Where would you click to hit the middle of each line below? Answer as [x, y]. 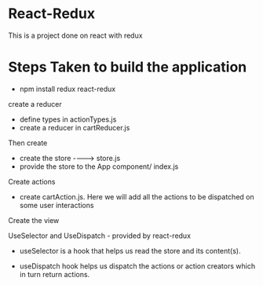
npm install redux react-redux [68, 89]
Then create [28, 143]
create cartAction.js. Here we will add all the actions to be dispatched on [137, 196]
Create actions [32, 181]
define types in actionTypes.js [68, 119]
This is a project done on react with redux [75, 35]
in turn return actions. [55, 274]
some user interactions [57, 205]
